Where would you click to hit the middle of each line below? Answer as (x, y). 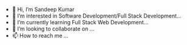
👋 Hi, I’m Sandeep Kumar (43, 9)
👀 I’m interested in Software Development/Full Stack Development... (97, 16)
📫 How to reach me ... (40, 36)
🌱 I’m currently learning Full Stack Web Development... (80, 22)
